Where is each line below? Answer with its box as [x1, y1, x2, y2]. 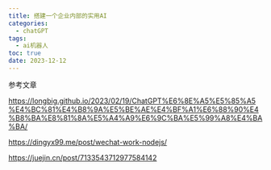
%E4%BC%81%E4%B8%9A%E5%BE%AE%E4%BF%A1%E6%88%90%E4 [8, 104, 260, 114]
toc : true [8, 49, 42, 57]
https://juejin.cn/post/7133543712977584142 [8, 152, 157, 162]
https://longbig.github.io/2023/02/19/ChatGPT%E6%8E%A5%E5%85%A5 [8, 96, 256, 106]
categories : [8, 19, 48, 27]
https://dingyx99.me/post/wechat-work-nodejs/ [8, 137, 168, 147]
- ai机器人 [15, 42, 48, 50]
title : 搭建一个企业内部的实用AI [8, 11, 107, 20]
